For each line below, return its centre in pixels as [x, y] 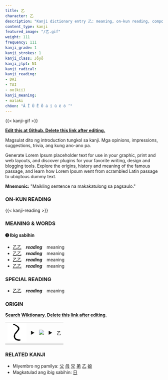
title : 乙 [15, 11]
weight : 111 [17, 37]
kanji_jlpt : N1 [21, 64]
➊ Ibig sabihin [20, 235]
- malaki [14, 100]
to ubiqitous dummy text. [31, 177]
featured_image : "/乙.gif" [33, 32]
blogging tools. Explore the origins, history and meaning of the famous [78, 166]
